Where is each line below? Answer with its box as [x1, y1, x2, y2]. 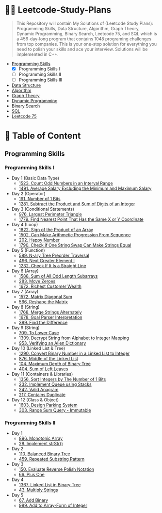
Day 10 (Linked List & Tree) [11, 346, 65, 351]
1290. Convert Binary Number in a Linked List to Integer [18, 350, 130, 356]
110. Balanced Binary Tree [18, 451, 71, 457]
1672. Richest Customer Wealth [18, 283, 82, 289]
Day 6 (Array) [11, 268, 39, 274]
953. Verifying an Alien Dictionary [18, 340, 86, 346]
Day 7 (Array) [11, 289, 39, 294]
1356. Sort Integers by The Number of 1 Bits [18, 376, 106, 382]
